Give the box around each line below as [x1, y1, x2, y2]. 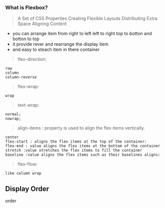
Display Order [5, 184, 49, 193]
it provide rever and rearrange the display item [12, 41, 109, 47]
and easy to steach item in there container [12, 47, 100, 53]
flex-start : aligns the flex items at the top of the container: [5, 139, 147, 144]
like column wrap [5, 171, 42, 176]
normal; [5, 112, 22, 117]
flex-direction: [17, 56, 47, 62]
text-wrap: [17, 102, 39, 108]
